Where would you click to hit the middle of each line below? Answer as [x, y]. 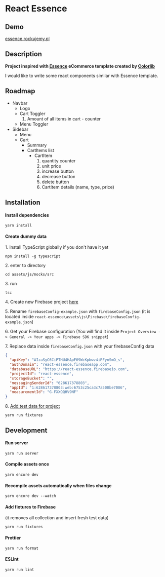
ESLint [12, 559]
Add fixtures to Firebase [30, 507]
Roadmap [20, 91]
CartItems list [41, 150]
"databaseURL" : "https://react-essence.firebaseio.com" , [69, 369]
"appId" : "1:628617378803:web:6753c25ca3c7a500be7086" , [68, 387]
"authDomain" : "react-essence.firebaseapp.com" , [61, 365]
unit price [51, 166]
